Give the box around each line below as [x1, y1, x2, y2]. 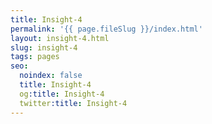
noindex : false [19, 71, 83, 81]
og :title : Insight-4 [19, 89, 105, 99]
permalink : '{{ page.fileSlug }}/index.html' [10, 24, 203, 34]
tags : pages [10, 52, 60, 62]
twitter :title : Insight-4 [19, 98, 128, 108]
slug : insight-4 [10, 42, 78, 53]
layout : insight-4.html [10, 33, 110, 43]
